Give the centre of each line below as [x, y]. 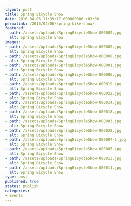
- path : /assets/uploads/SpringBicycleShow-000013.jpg [63, 158]
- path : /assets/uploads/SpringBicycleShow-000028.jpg [63, 130]
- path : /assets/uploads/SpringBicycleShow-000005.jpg [63, 149]
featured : [15, 28]
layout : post [19, 10]
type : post [16, 177]
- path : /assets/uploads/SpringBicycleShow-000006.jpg [63, 75]
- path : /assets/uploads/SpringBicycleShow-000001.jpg [63, 65]
